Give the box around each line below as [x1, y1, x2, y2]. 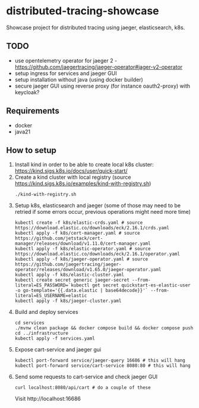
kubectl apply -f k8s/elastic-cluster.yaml [14, 272, 125, 278]
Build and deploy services [14, 309, 78, 316]
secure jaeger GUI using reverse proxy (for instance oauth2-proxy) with [14, 82, 190, 89]
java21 [14, 128, 31, 135]
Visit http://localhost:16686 [14, 395, 81, 403]
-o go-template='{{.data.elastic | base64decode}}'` [14, 288, 149, 294]
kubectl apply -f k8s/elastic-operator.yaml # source [14, 246, 151, 252]
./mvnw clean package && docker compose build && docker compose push [14, 325, 194, 331]
